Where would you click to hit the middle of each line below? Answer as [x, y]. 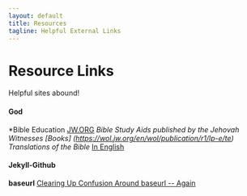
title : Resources [38, 23]
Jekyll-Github [32, 165]
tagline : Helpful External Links [65, 31]
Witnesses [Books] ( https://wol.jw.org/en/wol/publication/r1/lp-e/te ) [121, 138]
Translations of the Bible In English [66, 147]
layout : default [36, 16]
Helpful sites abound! [44, 93]
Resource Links [62, 71]
